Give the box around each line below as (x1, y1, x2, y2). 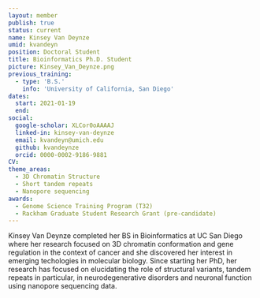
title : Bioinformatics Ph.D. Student (8, 56, 132, 64)
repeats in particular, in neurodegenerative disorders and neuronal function (8, 273, 252, 282)
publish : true (8, 19, 55, 27)
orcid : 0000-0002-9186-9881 (15, 151, 108, 158)
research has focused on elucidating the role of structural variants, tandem (8, 265, 251, 274)
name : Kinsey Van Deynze (8, 33, 90, 42)
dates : (8, 92, 30, 100)
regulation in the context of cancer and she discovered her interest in (8, 248, 233, 257)
